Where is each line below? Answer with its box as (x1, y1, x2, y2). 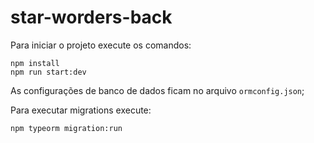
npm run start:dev (10, 67, 87, 77)
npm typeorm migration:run (10, 123, 123, 133)
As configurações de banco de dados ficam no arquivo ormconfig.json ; (10, 84, 305, 96)
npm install (10, 58, 60, 68)
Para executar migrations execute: (10, 104, 152, 116)
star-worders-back (10, 6, 173, 29)
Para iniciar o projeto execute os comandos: (10, 39, 192, 51)
